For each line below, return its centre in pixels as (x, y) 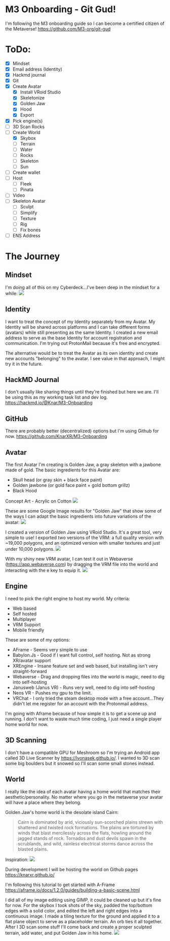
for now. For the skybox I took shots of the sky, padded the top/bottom (79, 905)
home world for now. (27, 724)
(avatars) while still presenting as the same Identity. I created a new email (82, 332)
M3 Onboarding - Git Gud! (61, 9)
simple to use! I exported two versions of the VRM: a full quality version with (84, 538)
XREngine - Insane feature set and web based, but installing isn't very (85, 666)
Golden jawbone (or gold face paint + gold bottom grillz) (71, 485)
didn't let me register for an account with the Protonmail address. (80, 703)
